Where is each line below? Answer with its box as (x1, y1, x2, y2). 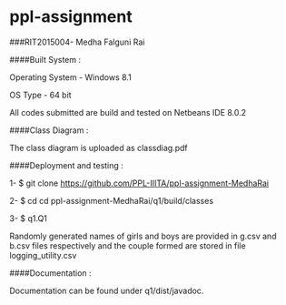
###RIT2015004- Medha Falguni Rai (9, 36, 145, 47)
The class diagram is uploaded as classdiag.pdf (9, 142, 188, 153)
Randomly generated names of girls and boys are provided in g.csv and (9, 230, 277, 241)
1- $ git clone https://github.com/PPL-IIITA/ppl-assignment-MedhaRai (9, 178, 270, 188)
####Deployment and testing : (9, 159, 124, 170)
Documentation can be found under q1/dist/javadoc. (9, 285, 204, 296)
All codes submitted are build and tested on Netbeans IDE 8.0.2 (9, 107, 247, 117)
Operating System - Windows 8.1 (9, 71, 132, 83)
